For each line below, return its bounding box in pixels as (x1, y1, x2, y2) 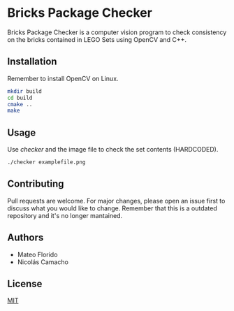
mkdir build (7, 87, 42, 95)
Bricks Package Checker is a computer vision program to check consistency (7, 28, 227, 36)
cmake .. (7, 101, 33, 108)
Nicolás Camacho (17, 257, 68, 266)
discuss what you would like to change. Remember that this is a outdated (7, 204, 218, 212)
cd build (7, 94, 33, 101)
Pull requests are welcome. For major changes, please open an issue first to (7, 196, 226, 205)
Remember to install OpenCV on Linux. (7, 74, 119, 82)
